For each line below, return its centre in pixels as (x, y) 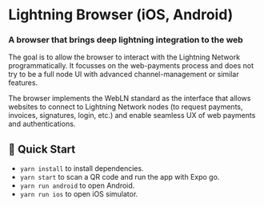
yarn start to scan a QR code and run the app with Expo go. (120, 177)
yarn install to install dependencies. (82, 168)
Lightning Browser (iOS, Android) (121, 15)
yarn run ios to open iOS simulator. (79, 194)
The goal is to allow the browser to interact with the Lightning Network (124, 57)
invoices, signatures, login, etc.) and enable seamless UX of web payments (132, 116)
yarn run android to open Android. (77, 185)
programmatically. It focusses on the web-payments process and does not (131, 66)
